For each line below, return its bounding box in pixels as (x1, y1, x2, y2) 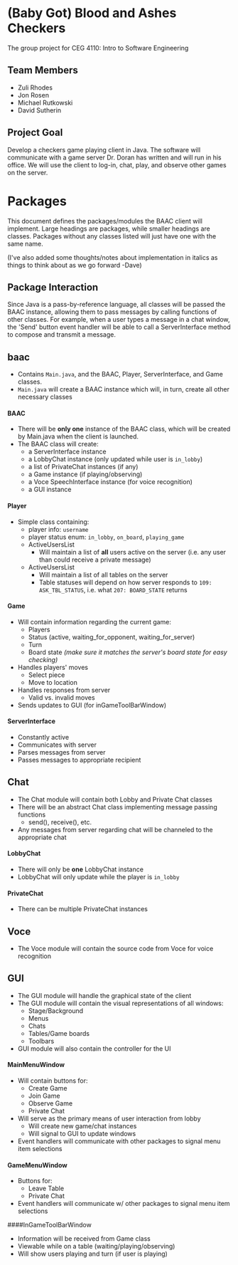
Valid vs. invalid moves (28, 693, 95, 702)
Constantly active (17, 733, 70, 741)
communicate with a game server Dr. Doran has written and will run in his (7, 153, 222, 162)
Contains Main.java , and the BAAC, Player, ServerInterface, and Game (17, 370, 224, 379)
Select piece (28, 671, 65, 679)
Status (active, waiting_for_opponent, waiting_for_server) (28, 632, 195, 641)
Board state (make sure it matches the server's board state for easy (28, 648, 227, 656)
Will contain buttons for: (17, 1076, 88, 1085)
